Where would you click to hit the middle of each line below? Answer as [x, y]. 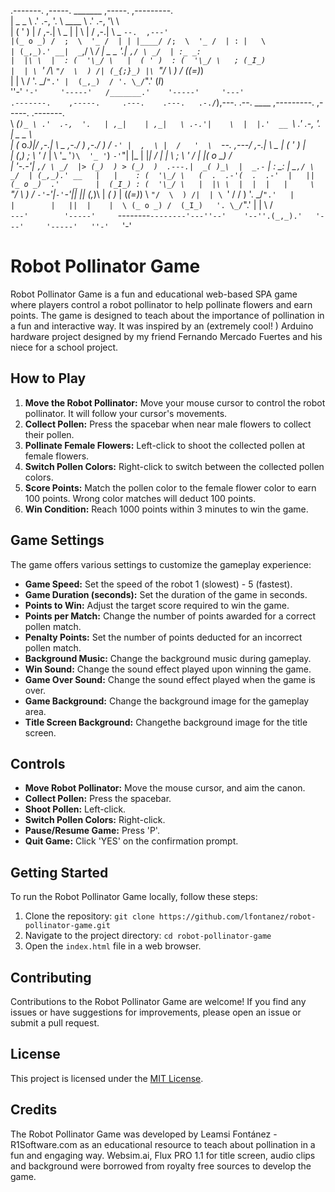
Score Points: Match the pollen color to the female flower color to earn [170, 487]
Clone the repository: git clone [89, 916]
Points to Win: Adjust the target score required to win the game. [157, 605]
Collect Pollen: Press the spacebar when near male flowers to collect [168, 424]
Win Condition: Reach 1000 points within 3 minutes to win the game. [166, 509]
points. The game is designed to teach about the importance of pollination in [167, 315]
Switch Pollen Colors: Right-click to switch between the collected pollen [174, 466]
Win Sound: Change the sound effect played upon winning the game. [168, 669]
